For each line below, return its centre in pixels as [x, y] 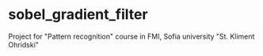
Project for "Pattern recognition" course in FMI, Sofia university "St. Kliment [131, 36]
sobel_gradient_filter [78, 15]
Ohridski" [24, 44]
